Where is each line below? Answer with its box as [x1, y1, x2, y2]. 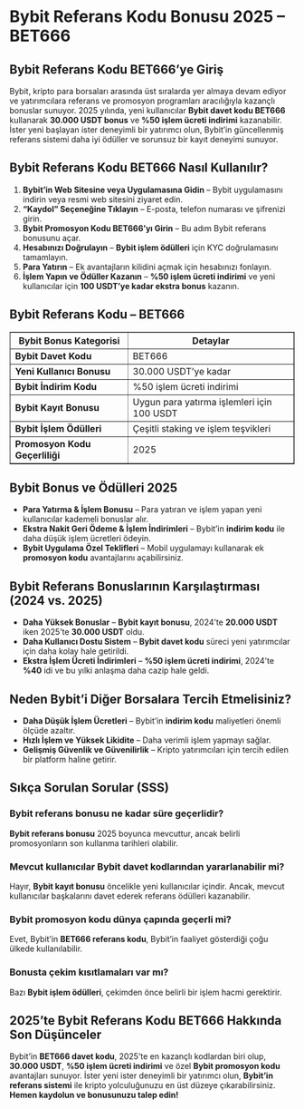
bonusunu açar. [22, 232, 81, 243]
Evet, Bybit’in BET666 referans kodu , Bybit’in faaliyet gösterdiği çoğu [9, 934, 269, 945]
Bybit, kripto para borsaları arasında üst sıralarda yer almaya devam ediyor [9, 86, 287, 96]
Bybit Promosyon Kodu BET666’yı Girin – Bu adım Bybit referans [22, 222, 267, 233]
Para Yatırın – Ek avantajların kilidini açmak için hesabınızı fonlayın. [22, 261, 272, 272]
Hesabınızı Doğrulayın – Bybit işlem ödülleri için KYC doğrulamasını [22, 242, 279, 253]
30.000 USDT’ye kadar [132, 365, 232, 377]
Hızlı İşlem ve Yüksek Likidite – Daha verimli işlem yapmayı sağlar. [22, 734, 271, 745]
